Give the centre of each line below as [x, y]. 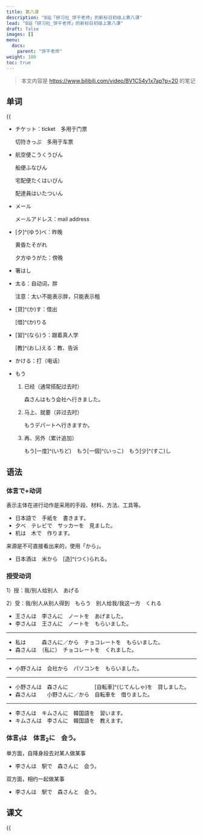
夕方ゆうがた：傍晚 [39, 258]
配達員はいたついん [39, 193]
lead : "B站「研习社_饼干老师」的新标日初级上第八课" [65, 23]
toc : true [19, 62]
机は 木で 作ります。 [44, 533]
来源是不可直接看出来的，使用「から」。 [55, 546]
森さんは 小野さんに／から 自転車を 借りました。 [84, 695]
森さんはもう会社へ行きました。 [64, 399]
